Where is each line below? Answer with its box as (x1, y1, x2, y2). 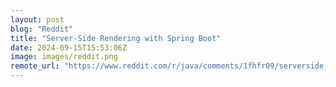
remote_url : (10, 61, 60, 71)
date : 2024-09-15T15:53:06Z (10, 42, 128, 53)
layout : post (10, 14, 65, 25)
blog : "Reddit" (10, 24, 74, 34)
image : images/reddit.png (10, 52, 118, 62)
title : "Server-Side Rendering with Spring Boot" (10, 33, 222, 43)
